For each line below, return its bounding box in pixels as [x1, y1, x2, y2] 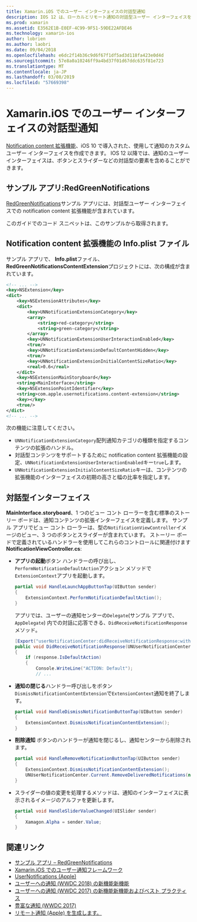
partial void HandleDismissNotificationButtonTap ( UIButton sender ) [14, 708, 184, 715]
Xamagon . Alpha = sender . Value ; [25, 819, 102, 825]
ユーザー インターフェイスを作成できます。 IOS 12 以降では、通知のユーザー [6, 149, 189, 157]
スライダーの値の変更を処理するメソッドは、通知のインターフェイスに [14, 789, 184, 796]
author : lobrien [6, 36, 46, 42]
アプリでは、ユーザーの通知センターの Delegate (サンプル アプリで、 [14, 611, 178, 618]
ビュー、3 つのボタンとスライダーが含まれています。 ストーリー [21, 531, 176, 538]
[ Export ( [14, 638, 36, 644]
